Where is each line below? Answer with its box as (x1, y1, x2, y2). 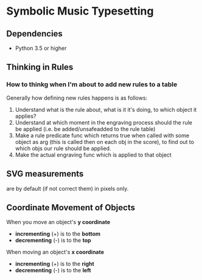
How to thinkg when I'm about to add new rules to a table (6, 80, 178, 89)
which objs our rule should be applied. (15, 145, 111, 152)
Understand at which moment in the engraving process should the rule (15, 118, 193, 126)
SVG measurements (6, 169, 84, 179)
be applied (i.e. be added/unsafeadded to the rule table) (15, 125, 156, 132)
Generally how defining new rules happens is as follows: (6, 94, 148, 101)
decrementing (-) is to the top (15, 237, 91, 244)
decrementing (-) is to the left (15, 267, 91, 274)
